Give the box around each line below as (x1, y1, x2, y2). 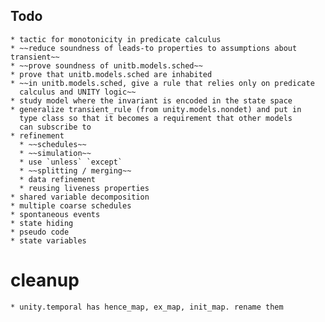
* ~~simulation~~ (19, 148, 92, 158)
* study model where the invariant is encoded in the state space (10, 95, 293, 106)
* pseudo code (10, 227, 70, 237)
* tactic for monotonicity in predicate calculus (10, 34, 222, 44)
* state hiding (10, 218, 74, 228)
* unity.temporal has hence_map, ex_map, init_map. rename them (10, 302, 284, 312)
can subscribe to (19, 122, 92, 132)
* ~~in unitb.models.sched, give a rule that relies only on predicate (10, 78, 315, 88)
